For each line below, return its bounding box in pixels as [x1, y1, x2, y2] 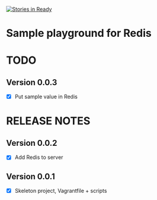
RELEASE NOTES [6, 114, 91, 128]
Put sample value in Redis [14, 93, 78, 101]
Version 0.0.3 [6, 77, 57, 87]
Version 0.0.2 [6, 137, 57, 148]
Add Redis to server [14, 154, 63, 161]
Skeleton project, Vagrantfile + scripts [14, 187, 107, 195]
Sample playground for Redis [6, 27, 152, 40]
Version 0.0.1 [6, 171, 55, 182]
